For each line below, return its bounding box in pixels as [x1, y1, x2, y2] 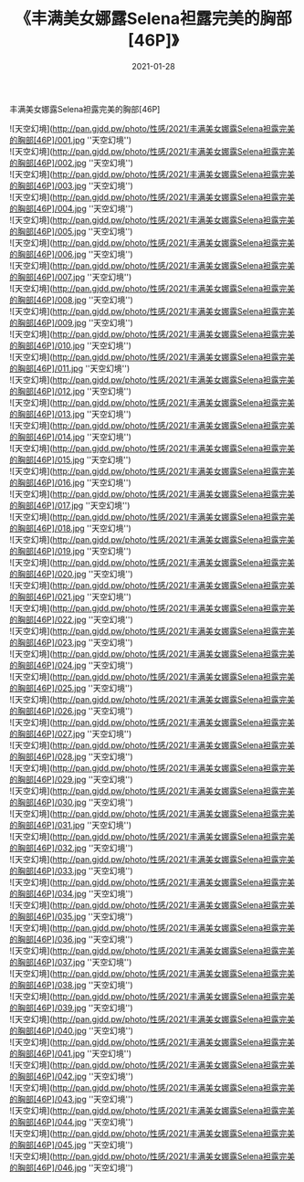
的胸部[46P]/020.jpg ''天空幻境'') [9, 568, 134, 579]
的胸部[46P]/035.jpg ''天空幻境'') [9, 911, 133, 922]
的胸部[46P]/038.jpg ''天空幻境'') [9, 979, 134, 990]
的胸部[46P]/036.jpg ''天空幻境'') [9, 934, 134, 945]
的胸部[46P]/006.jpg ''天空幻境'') [9, 248, 134, 259]
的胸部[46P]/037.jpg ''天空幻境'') [9, 956, 132, 967]
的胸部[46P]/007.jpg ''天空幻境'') [9, 271, 132, 282]
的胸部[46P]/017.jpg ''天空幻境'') [9, 500, 131, 511]
